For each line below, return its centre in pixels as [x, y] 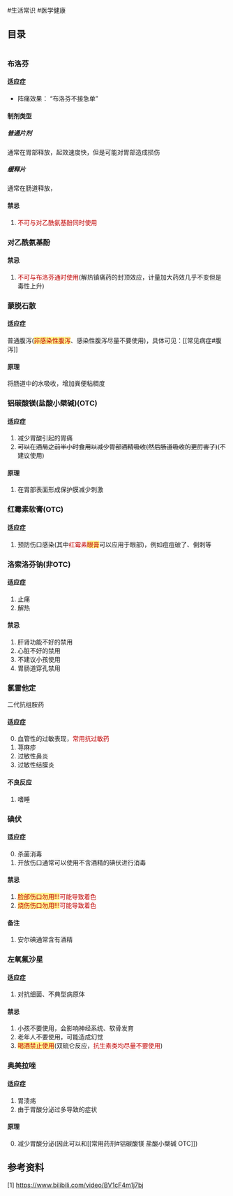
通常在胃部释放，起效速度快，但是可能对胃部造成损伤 [84, 152]
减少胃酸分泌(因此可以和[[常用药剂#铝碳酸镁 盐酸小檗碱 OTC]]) [107, 1143]
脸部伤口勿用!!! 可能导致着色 [57, 896]
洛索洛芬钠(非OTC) [39, 564]
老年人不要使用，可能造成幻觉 [60, 1037]
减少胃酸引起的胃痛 [45, 438]
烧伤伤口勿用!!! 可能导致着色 [57, 905]
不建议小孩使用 [39, 659]
